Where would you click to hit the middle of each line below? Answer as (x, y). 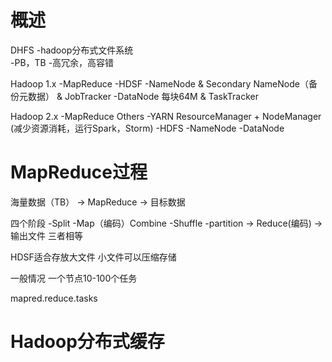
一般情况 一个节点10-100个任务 (74, 278)
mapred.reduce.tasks (54, 298)
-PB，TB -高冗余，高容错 (62, 62)
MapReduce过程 (79, 172)
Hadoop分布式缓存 (87, 342)
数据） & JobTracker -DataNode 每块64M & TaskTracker (143, 96)
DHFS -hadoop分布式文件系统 (72, 50)
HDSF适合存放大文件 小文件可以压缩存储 (93, 257)
